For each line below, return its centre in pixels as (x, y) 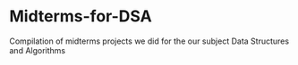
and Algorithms (37, 50)
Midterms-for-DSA (81, 16)
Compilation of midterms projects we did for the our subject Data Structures (149, 41)
